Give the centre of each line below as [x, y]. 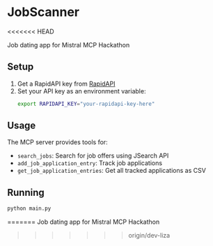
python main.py [29, 209]
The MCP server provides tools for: [57, 142]
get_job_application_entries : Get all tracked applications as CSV [112, 171]
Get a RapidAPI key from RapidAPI [66, 84]
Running [26, 192]
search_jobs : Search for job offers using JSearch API [93, 156]
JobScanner [44, 12]
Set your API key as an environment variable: [81, 91]
